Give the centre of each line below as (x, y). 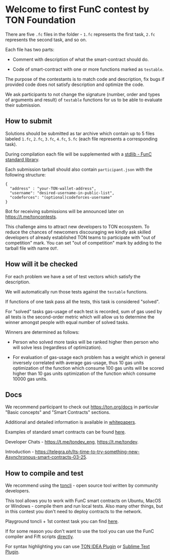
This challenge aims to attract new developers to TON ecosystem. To (77, 226)
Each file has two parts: (30, 49)
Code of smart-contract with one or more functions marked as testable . (88, 69)
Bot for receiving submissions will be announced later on (65, 211)
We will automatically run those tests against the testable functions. (77, 291)
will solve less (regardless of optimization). (57, 347)
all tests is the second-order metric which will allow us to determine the (80, 317)
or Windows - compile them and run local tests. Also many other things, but (84, 506)
